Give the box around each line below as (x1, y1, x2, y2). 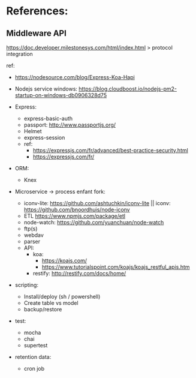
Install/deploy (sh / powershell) (23, 293, 101, 300)
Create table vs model (23, 299, 79, 307)
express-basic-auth (23, 115, 73, 122)
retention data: (14, 353, 52, 361)
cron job (23, 365, 45, 372)
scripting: (14, 281, 39, 289)
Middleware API (6, 28, 67, 38)
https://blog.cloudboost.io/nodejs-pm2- (79, 85, 177, 92)
